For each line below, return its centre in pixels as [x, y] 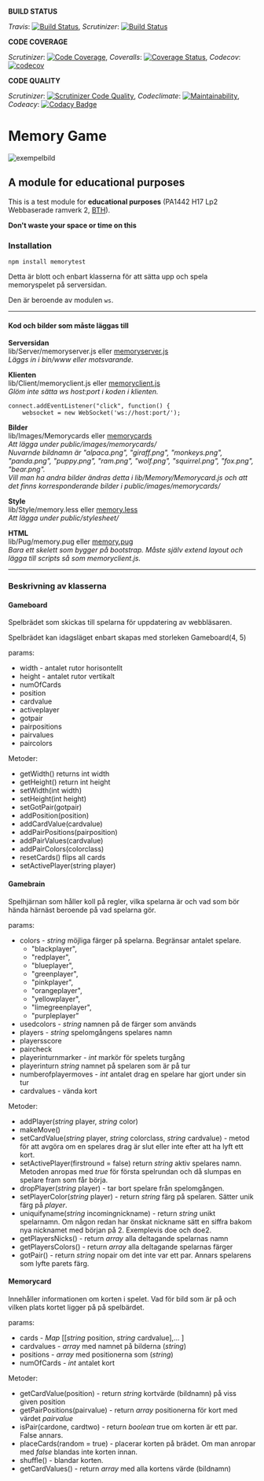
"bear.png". [27, 469]
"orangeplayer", [57, 990]
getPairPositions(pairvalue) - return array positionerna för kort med [128, 1410]
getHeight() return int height [65, 782]
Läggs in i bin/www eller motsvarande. [71, 360]
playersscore [40, 1040]
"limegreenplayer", [61, 1007]
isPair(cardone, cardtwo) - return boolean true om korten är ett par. [128, 1427]
